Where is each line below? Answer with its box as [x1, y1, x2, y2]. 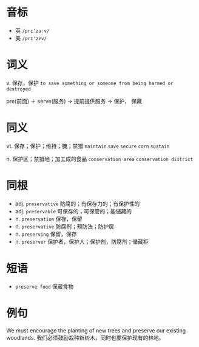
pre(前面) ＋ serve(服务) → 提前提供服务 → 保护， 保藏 [6, 97, 143, 105]
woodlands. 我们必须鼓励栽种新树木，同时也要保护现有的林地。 [6, 334, 165, 341]
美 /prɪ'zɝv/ [15, 34, 47, 41]
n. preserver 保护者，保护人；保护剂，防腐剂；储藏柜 [15, 238, 149, 245]
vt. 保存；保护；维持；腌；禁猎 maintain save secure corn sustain [6, 142, 170, 149]
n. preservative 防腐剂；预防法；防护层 [15, 222, 114, 230]
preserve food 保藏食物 [15, 283, 74, 290]
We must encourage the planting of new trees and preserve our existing [6, 326, 186, 334]
